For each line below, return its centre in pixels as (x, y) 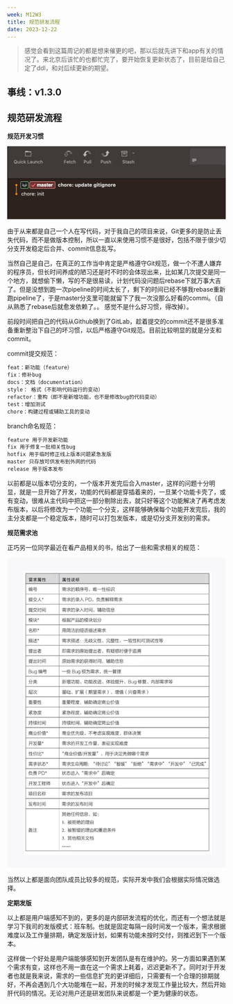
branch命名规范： (33, 426)
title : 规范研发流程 (34, 22)
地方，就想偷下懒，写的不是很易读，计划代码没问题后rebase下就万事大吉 (117, 281)
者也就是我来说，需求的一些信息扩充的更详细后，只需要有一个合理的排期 (110, 976)
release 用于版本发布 (35, 469)
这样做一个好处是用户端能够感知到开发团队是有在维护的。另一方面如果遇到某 (116, 958)
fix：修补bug (24, 375)
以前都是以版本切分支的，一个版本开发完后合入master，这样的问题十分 (108, 483)
